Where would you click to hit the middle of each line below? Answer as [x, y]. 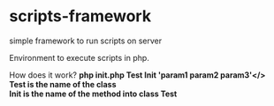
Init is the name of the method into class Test [93, 94]
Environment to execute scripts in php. [80, 57]
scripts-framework [80, 16]
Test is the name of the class [63, 84]
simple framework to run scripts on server [86, 41]
